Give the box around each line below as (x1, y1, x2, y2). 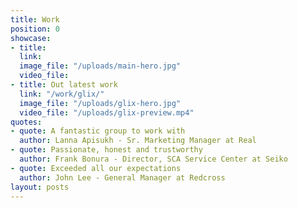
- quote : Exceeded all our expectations (10, 163, 182, 173)
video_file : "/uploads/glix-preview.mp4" (19, 107, 195, 118)
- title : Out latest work (10, 80, 118, 90)
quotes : (10, 117, 43, 127)
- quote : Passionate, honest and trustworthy (10, 145, 203, 155)
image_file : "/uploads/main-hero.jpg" (19, 61, 182, 71)
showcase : (10, 33, 52, 43)
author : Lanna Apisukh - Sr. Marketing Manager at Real (19, 136, 257, 146)
